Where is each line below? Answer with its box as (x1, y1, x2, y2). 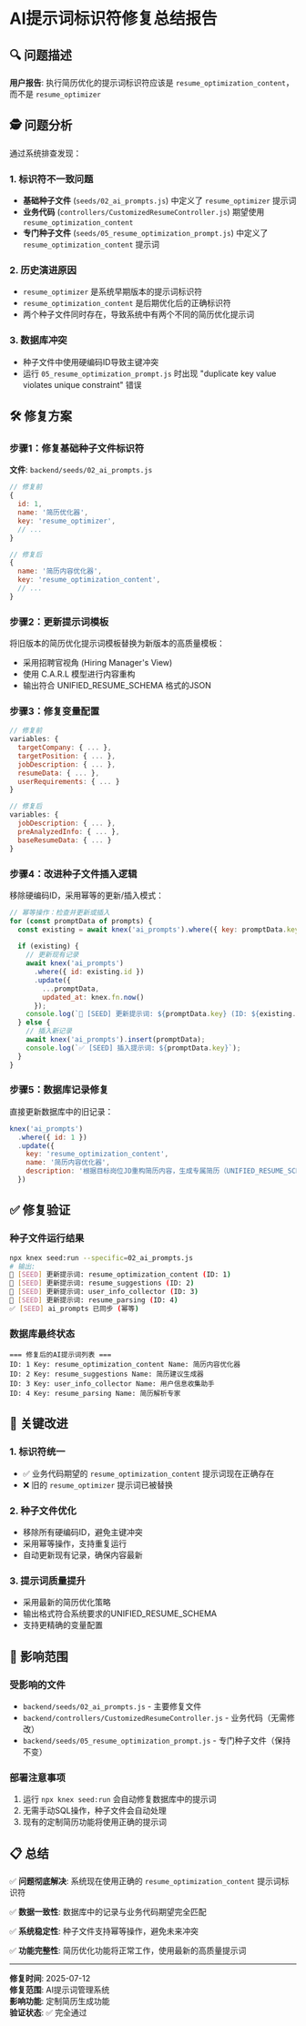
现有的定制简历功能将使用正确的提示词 (22, 1817, 167, 1827)
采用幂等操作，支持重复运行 (22, 1538, 127, 1549)
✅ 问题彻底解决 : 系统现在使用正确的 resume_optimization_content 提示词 (9, 1876, 281, 1887)
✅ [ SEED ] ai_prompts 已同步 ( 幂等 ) (9, 1304, 139, 1313)
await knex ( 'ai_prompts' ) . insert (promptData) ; (25, 1035, 206, 1044)
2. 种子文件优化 (9, 1504, 77, 1517)
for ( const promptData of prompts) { (9, 916, 153, 925)
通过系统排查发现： (9, 148, 82, 158)
